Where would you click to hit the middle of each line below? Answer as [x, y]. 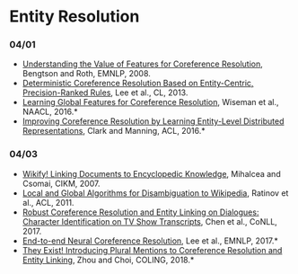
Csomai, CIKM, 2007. [61, 183]
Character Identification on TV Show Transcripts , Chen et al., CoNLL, [150, 221]
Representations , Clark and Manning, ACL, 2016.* [114, 131]
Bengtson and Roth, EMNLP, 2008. [86, 74]
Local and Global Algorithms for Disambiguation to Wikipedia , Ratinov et [155, 193]
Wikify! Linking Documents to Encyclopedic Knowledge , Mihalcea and [151, 173]
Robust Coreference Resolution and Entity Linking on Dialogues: [140, 212]
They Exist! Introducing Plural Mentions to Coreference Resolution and [152, 250]
